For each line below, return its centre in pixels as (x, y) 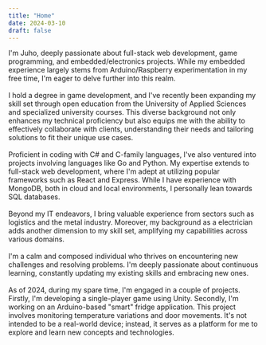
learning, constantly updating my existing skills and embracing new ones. (129, 273)
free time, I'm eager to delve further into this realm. (92, 78)
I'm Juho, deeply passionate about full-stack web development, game (123, 53)
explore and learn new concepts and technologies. (92, 332)
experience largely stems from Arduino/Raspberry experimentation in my (128, 70)
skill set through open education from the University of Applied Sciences (127, 104)
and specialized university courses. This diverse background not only (122, 112)
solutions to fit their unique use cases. (71, 138)
